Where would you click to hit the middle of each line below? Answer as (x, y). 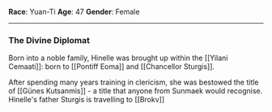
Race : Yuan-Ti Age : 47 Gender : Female (74, 12)
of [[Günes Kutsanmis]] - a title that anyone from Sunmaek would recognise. (136, 91)
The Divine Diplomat (49, 40)
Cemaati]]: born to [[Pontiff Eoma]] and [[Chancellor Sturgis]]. (112, 67)
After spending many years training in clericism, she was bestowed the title (134, 82)
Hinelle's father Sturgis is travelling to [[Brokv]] (87, 100)
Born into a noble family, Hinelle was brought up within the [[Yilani (118, 58)
